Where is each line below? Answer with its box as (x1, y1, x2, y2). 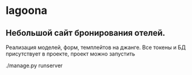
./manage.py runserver (5, 62, 63, 69)
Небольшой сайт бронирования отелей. (5, 28, 165, 38)
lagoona (5, 4, 48, 18)
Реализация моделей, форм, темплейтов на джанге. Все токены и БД (5, 44, 186, 51)
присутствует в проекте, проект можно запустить (5, 50, 136, 57)
